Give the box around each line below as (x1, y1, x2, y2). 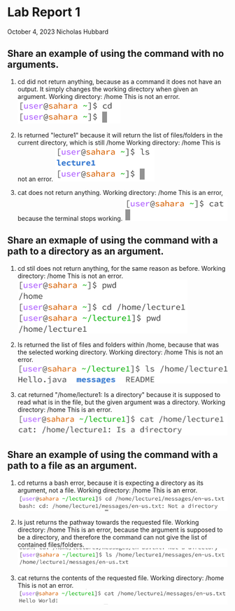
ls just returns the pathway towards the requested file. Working (17, 518, 199, 526)
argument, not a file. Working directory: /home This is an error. (17, 485, 198, 495)
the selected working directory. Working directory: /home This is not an (17, 348, 223, 356)
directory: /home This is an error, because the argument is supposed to (17, 525, 223, 534)
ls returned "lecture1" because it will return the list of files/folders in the (17, 130, 223, 139)
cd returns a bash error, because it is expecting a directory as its (17, 478, 204, 487)
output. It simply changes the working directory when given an (17, 85, 198, 93)
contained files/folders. (17, 540, 85, 549)
